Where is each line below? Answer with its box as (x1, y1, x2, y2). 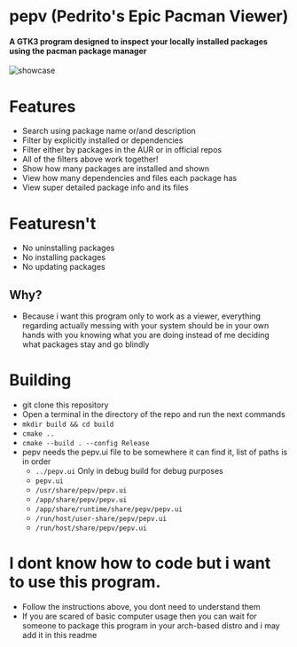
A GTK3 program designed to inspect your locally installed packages (9, 36, 269, 46)
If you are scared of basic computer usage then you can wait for (21, 611, 257, 621)
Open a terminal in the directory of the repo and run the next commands (21, 409, 285, 420)
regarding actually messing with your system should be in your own (21, 320, 270, 331)
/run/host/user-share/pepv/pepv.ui (35, 515, 167, 524)
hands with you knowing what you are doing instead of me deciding (21, 330, 270, 341)
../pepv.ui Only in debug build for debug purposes (35, 466, 223, 477)
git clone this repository (21, 399, 109, 410)
